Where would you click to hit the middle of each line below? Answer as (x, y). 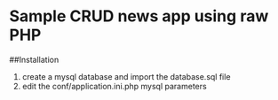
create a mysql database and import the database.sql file (126, 76)
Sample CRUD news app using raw (139, 16)
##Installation (34, 59)
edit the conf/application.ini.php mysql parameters (114, 86)
